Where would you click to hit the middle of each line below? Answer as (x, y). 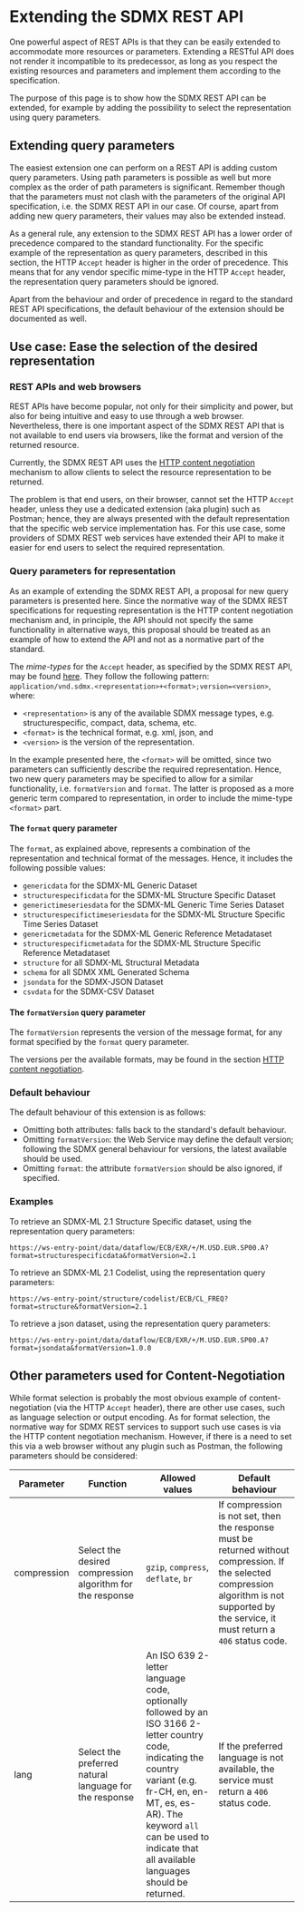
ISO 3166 (166, 1723)
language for (105, 1786)
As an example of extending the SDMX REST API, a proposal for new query (149, 590)
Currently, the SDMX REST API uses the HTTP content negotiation (132, 463)
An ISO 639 (171, 1655)
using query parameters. (55, 117)
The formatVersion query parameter (78, 1012)
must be (236, 1538)
